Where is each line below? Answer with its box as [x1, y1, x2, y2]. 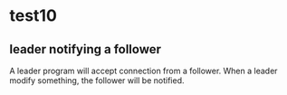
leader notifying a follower [9, 42, 161, 57]
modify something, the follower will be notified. [9, 75, 185, 86]
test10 [9, 5, 57, 26]
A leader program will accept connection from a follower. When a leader [9, 65, 278, 76]
